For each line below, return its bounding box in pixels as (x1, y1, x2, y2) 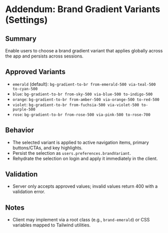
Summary (5, 34, 37, 43)
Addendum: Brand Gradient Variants (5, 4, 160, 15)
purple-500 (12, 107, 36, 112)
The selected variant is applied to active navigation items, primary (12, 139, 149, 145)
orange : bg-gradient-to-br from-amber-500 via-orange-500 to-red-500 (12, 96, 159, 102)
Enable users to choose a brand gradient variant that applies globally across (5, 48, 163, 53)
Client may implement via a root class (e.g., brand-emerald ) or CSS (12, 217, 150, 223)
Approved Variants (5, 68, 66, 76)
